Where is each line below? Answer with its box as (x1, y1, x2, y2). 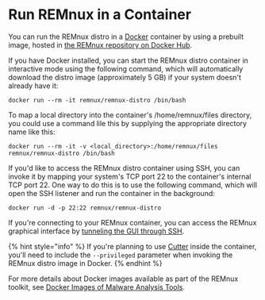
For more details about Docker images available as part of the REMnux (8, 274, 239, 283)
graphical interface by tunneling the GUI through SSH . (8, 226, 185, 236)
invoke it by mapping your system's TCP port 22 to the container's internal (8, 171, 252, 181)
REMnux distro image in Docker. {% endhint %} (8, 258, 163, 267)
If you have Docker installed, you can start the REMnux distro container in (8, 56, 248, 65)
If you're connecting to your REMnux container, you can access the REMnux (8, 217, 257, 227)
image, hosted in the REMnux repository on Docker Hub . (8, 40, 193, 49)
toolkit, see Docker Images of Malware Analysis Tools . (8, 282, 185, 291)
